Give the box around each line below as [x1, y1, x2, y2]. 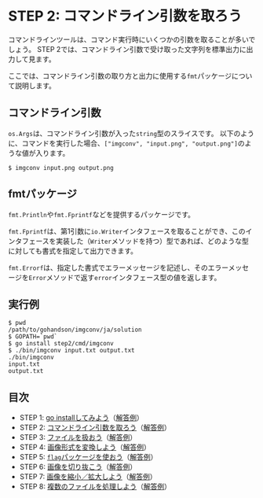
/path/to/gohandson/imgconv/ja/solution [8, 326, 143, 334]
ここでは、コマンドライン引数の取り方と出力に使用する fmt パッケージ [8, 71, 232, 80]
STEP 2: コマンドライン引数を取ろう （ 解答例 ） [19, 422, 171, 433]
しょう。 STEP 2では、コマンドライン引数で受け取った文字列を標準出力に [8, 44, 247, 53]
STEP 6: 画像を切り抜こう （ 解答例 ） [19, 462, 137, 472]
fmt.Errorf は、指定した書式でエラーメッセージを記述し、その [8, 263, 208, 272]
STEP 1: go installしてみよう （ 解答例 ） [19, 413, 144, 422]
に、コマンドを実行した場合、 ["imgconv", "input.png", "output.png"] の [8, 138, 245, 148]
